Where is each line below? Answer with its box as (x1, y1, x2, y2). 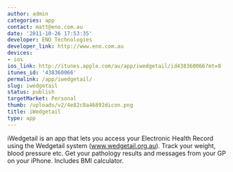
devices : (7, 50, 33, 57)
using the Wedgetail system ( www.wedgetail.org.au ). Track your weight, (7, 141, 216, 150)
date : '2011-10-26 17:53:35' (7, 29, 93, 37)
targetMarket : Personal (7, 95, 77, 102)
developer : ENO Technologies (7, 37, 93, 44)
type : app (7, 114, 36, 121)
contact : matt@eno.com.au (7, 23, 83, 30)
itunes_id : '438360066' (7, 69, 77, 76)
